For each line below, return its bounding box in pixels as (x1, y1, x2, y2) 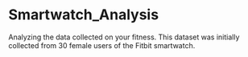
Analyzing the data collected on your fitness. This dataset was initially (8, 32, 240, 42)
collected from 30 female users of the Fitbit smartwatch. (8, 40, 196, 50)
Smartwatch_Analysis (8, 6, 159, 24)
